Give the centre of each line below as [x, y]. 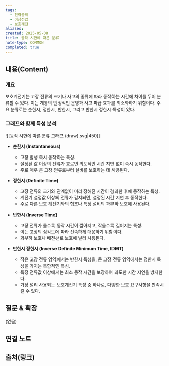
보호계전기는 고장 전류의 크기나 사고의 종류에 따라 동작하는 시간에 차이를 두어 [81, 97]
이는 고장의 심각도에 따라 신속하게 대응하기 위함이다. [71, 231]
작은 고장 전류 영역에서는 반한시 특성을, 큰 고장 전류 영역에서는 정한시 [88, 259]
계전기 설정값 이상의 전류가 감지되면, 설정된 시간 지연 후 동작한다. [84, 197]
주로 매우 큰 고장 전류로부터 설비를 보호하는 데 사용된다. [75, 170]
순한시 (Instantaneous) [36, 146]
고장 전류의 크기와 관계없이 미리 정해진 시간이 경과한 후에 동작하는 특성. [90, 191]
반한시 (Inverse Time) [35, 215]
